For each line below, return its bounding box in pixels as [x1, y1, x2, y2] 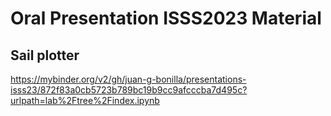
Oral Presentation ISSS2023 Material [10, 7, 322, 30]
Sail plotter [10, 47, 80, 64]
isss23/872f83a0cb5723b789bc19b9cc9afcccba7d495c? [10, 84, 248, 96]
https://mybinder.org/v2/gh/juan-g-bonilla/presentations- [10, 73, 247, 85]
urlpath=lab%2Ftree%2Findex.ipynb [10, 95, 160, 106]
